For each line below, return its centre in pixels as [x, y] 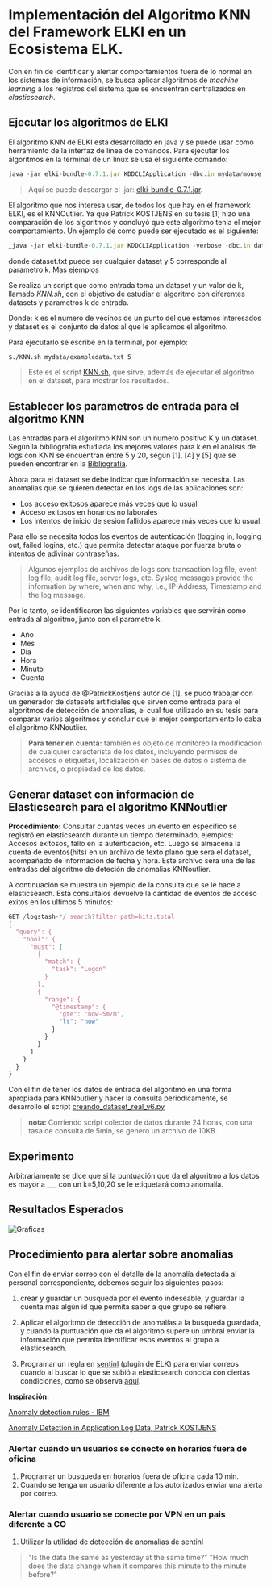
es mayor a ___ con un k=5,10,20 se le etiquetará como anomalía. [116, 1184]
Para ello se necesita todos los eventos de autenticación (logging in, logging [135, 536]
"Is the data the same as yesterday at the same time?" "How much [138, 1558]
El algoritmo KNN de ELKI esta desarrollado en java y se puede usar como [131, 142]
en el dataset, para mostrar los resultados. [98, 381]
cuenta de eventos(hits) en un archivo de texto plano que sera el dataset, [130, 852]
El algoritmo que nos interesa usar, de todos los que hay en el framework [130, 205]
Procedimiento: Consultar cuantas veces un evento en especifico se [123, 826]
